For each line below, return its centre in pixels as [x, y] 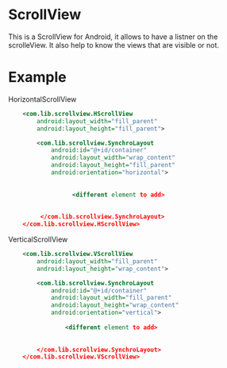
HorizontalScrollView [42, 99]
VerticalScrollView [38, 239]
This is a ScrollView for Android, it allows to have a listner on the [113, 37]
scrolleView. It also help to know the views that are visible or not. [114, 45]
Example [37, 77]
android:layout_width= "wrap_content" [113, 158]
